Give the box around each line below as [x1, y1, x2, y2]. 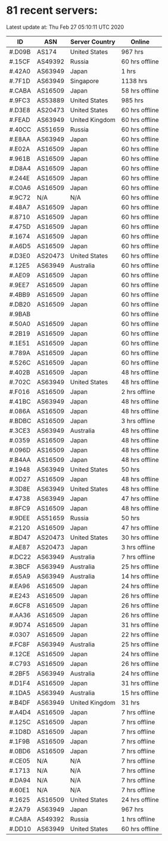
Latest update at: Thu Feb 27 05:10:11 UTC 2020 [6, 23, 124, 30]
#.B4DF [9, 698, 31, 707]
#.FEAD [9, 115, 31, 124]
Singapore [70, 77, 99, 85]
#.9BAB [9, 310, 31, 318]
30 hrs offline [121, 533, 159, 542]
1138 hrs [121, 77, 148, 85]
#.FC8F [9, 640, 30, 649]
